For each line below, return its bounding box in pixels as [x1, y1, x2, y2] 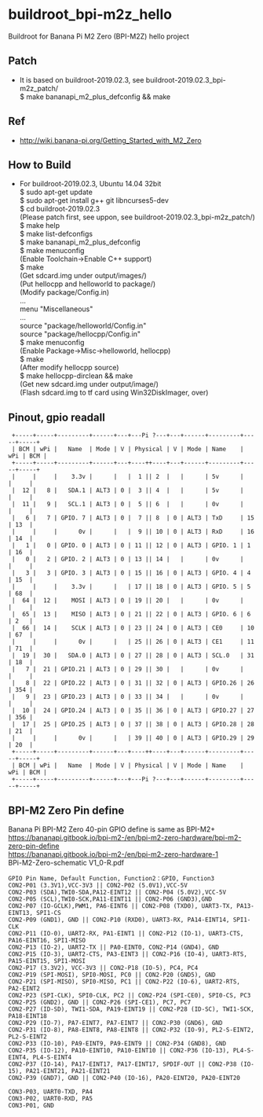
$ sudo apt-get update [19, 187, 93, 197]
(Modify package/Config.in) [19, 288, 110, 297]
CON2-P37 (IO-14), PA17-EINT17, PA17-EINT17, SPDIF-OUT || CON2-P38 [8, 1060, 237, 1068]
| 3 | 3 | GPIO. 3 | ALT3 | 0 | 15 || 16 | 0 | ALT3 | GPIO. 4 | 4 [11, 569, 251, 577]
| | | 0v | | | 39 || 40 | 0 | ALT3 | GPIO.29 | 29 [11, 734, 255, 742]
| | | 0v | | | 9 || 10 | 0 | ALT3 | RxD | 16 [11, 528, 255, 536]
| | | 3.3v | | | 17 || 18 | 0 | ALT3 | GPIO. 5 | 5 [11, 583, 251, 591]
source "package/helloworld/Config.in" [19, 321, 147, 331]
